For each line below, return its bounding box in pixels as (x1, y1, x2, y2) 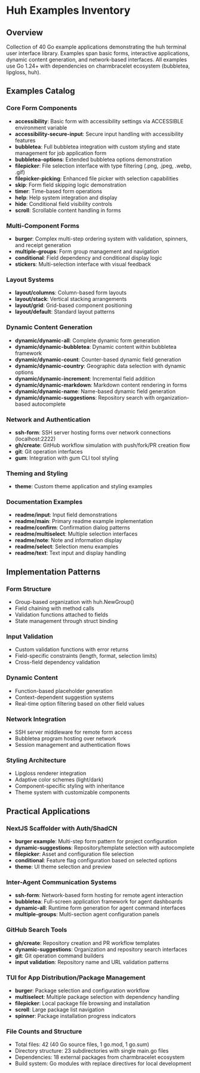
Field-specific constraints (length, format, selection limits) (14, 652, 157, 659)
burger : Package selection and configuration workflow (14, 987, 150, 994)
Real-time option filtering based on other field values (14, 700, 145, 707)
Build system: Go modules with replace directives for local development (14, 1060, 192, 1067)
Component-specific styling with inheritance (14, 782, 125, 790)
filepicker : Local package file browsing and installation (14, 999, 150, 1007)
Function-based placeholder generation (14, 687, 113, 694)
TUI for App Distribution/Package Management (6, 973, 146, 981)
